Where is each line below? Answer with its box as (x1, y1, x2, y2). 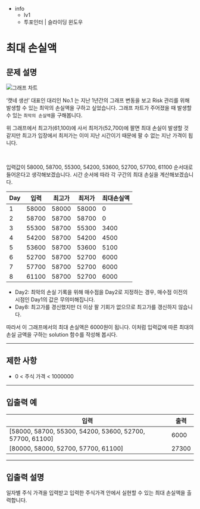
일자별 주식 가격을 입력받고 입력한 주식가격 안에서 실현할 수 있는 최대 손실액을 (6, 489, 186, 496)
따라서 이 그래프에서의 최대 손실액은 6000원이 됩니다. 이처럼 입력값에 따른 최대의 (6, 323, 194, 331)
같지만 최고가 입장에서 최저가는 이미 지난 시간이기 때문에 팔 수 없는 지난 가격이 (6, 132, 187, 139)
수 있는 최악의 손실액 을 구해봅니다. (6, 112, 83, 119)
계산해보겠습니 (160, 171, 194, 178)
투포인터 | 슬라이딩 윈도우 (23, 18, 83, 26)
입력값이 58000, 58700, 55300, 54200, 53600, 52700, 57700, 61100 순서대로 (6, 164, 193, 171)
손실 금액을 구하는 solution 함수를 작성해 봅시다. (6, 331, 118, 338)
